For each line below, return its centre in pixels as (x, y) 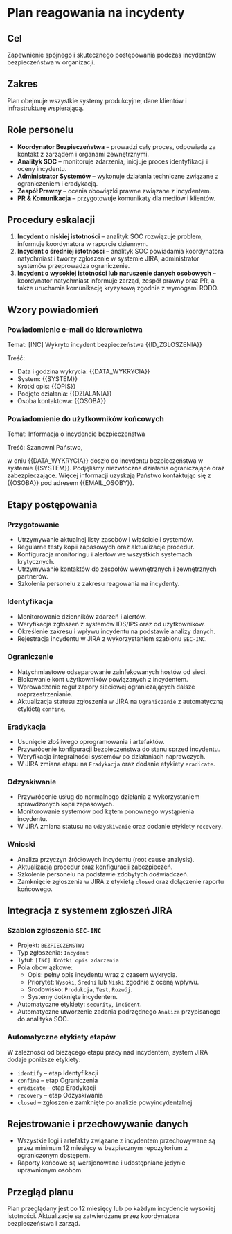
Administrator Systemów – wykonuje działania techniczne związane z (118, 176)
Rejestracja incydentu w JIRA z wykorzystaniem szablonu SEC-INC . (112, 639)
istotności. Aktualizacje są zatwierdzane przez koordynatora (93, 1216)
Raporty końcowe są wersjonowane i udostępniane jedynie (101, 1163)
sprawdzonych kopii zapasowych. (65, 804)
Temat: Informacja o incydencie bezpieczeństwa (76, 434)
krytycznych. (36, 562)
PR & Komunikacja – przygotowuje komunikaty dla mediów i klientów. (116, 198)
